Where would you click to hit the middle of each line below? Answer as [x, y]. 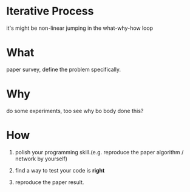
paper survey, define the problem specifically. [64, 69]
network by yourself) [41, 159]
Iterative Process [50, 11]
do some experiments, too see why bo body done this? [75, 111]
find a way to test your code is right [60, 170]
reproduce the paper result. [49, 182]
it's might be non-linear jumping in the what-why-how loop [80, 28]
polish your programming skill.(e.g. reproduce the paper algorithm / [99, 152]
